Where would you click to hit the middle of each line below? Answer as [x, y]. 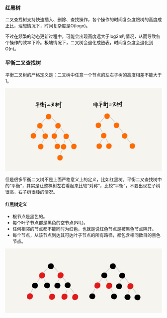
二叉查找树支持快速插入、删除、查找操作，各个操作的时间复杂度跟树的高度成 [83, 20]
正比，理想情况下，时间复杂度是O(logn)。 [48, 26]
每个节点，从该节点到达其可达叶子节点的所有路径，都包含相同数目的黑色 [86, 235]
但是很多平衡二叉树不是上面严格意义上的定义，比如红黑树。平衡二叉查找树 [81, 179]
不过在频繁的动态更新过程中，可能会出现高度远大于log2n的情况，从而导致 [81, 36]
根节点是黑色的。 [30, 216]
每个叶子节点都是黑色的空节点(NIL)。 [50, 223]
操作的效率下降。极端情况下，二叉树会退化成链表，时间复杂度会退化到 [81, 43]
